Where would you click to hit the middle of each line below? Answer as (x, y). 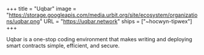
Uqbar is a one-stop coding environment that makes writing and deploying (99, 39)
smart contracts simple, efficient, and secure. (63, 45)
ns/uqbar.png (23, 21)
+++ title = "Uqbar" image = (42, 9)
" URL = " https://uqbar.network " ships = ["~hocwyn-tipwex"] (116, 21)
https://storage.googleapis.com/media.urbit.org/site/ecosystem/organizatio (103, 15)
